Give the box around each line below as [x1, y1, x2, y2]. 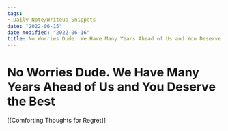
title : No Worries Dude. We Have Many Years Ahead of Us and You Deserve [7, 35, 222, 42]
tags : [7, 10, 23, 17]
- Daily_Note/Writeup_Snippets [7, 16, 96, 23]
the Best [7, 93, 56, 109]
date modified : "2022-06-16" [7, 29, 90, 36]
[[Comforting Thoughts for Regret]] [7, 117, 106, 125]
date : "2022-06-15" [7, 23, 63, 29]
